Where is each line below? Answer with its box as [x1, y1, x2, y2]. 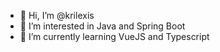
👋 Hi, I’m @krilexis [19, 10, 95, 21]
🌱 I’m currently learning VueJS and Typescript [19, 31, 210, 42]
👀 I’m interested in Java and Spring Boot [19, 20, 186, 32]
